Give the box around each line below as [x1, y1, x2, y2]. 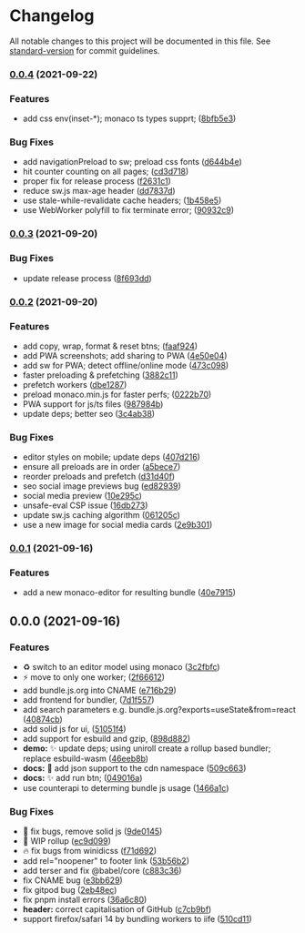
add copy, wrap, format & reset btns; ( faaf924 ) [22, 340, 198, 351]
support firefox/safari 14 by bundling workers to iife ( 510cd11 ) [22, 914, 252, 925]
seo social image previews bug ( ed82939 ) [22, 481, 182, 492]
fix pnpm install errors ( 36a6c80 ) [22, 894, 147, 906]
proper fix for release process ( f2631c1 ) [22, 176, 171, 187]
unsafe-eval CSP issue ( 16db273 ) [22, 500, 148, 511]
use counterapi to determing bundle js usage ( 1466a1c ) [22, 783, 229, 794]
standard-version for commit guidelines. [9, 45, 160, 56]
